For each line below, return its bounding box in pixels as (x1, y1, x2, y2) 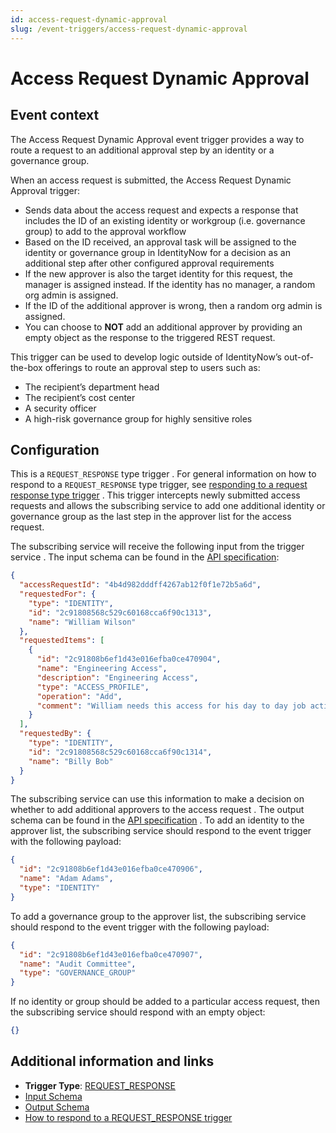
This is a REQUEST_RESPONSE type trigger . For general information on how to (10, 468, 317, 480)
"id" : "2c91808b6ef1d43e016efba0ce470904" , (36, 654, 222, 665)
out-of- (283, 351, 314, 363)
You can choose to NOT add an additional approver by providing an (24, 321, 303, 333)
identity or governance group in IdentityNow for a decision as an (24, 246, 291, 258)
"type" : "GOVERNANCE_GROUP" (19, 968, 137, 978)
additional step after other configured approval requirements (24, 257, 275, 269)
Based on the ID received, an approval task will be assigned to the (24, 236, 297, 248)
